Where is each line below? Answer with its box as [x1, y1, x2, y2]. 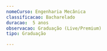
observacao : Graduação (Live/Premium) [6, 25, 102, 31]
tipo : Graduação [6, 31, 46, 37]
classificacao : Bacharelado [6, 14, 76, 20]
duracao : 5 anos [6, 20, 49, 26]
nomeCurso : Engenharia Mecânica [6, 8, 86, 15]
